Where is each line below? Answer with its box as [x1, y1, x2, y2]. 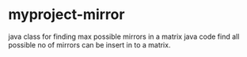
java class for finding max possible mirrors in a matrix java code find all [8, 32, 240, 41]
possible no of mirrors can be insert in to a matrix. [8, 40, 171, 49]
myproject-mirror [8, 6, 125, 24]
